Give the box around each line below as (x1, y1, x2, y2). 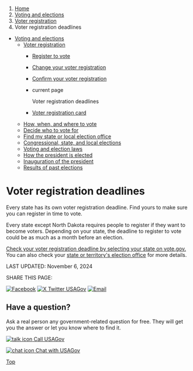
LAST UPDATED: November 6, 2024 (6, 263, 92, 270)
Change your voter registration (32, 64, 106, 71)
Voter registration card (32, 109, 87, 116)
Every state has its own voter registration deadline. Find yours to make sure (6, 204, 188, 211)
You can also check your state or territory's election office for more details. (6, 251, 187, 258)
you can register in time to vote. (6, 210, 83, 217)
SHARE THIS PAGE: (6, 274, 53, 281)
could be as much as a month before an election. (6, 233, 124, 241)
